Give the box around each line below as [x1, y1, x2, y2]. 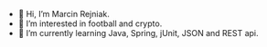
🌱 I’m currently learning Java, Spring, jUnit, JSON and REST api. [17, 28, 259, 38]
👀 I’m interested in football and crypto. [17, 18, 163, 29]
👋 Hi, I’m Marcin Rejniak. [17, 9, 110, 19]
